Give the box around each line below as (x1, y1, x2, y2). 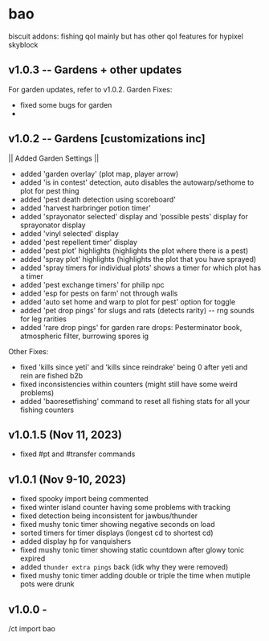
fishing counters (19, 405, 75, 414)
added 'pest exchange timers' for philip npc (19, 280, 165, 289)
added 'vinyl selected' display (19, 228, 119, 238)
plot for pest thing (19, 186, 79, 195)
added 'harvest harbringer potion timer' (19, 202, 151, 213)
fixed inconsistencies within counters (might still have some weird (19, 379, 238, 389)
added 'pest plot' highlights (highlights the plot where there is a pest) (19, 246, 249, 255)
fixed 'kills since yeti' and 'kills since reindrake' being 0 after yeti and (19, 362, 248, 372)
